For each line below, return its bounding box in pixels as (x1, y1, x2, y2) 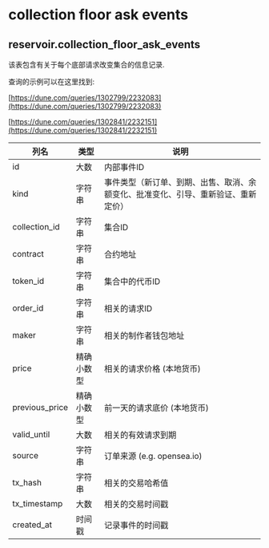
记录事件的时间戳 (103, 520, 169, 530)
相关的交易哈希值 (103, 477, 169, 489)
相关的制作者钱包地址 (103, 331, 185, 341)
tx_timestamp (12, 498, 63, 509)
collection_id (12, 221, 60, 232)
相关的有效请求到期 (103, 429, 177, 440)
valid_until (12, 429, 50, 440)
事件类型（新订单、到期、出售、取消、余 (103, 177, 257, 188)
